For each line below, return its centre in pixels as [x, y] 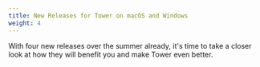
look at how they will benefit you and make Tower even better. [111, 54]
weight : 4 [25, 23]
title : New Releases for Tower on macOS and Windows [98, 16]
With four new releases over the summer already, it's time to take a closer [130, 45]
